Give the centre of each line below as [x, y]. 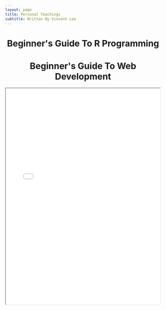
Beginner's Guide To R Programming [83, 43]
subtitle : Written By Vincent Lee [41, 19]
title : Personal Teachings [33, 14]
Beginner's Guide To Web [83, 66]
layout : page [19, 10]
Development [83, 76]
